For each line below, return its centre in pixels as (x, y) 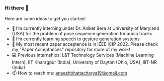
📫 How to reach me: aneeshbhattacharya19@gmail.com (70, 73)
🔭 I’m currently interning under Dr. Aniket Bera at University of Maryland (85, 28)
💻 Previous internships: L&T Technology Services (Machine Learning (83, 55)
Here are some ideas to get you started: (45, 19)
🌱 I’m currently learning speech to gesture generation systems (76, 39)
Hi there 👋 (17, 8)
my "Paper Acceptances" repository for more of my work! (71, 50)
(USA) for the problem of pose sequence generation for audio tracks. (82, 34)
